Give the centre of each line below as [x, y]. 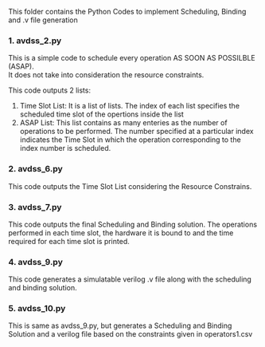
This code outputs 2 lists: [50, 90]
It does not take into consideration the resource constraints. [106, 75]
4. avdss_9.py [36, 262]
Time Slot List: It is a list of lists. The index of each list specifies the [130, 106]
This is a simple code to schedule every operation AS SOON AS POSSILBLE [132, 58]
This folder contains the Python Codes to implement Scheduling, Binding [127, 12]
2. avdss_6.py [36, 169]
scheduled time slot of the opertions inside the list [102, 114]
